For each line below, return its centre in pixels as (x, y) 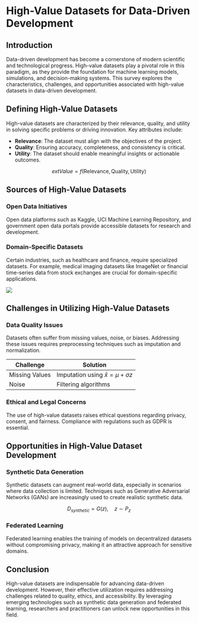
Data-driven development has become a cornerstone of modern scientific (96, 59)
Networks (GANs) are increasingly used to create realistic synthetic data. (95, 497)
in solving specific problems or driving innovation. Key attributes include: (95, 129)
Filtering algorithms (83, 384)
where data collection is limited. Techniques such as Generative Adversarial (98, 491)
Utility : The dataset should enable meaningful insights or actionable (97, 153)
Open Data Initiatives (37, 206)
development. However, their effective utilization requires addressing (90, 590)
